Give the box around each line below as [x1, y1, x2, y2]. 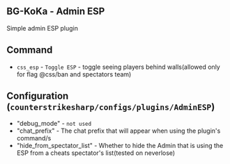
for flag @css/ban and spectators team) [16, 69, 132, 79]
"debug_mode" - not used [16, 120, 92, 128]
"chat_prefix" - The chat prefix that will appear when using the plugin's [16, 126, 221, 135]
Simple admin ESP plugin [6, 24, 78, 32]
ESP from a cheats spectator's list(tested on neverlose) [16, 149, 176, 157]
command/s [16, 134, 52, 142]
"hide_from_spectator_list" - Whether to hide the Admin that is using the [16, 142, 224, 150]
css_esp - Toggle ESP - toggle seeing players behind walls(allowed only [16, 63, 220, 71]
